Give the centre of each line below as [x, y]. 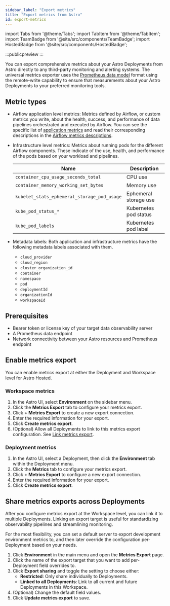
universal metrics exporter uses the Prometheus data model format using [81, 75]
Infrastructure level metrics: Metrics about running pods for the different [88, 146]
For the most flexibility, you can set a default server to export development [83, 534]
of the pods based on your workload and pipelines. [66, 156]
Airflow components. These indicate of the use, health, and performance [88, 151]
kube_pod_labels [35, 226]
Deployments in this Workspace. [54, 587]
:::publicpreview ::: [25, 54]
